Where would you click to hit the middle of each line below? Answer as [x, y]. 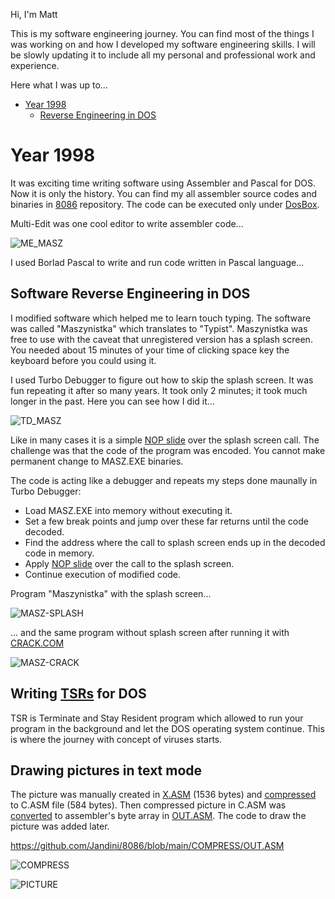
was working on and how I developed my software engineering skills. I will [163, 44]
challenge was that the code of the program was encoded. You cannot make [168, 450]
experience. [35, 65]
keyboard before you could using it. [83, 360]
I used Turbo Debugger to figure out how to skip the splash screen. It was [162, 380]
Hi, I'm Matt [34, 14]
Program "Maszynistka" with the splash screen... [111, 593]
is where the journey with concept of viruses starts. [116, 739]
